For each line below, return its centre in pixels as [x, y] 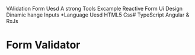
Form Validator [43, 45]
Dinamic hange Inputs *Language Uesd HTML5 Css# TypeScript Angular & [98, 15]
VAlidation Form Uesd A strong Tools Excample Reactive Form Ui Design [94, 9]
